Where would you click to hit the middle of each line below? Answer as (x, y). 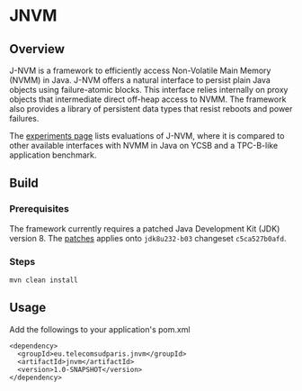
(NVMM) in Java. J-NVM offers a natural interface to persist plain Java (140, 80)
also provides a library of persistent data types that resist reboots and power (151, 109)
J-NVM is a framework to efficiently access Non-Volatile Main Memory (140, 70)
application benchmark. (53, 155)
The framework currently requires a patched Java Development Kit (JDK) (145, 228)
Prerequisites (39, 209)
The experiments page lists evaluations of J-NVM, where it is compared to (147, 136)
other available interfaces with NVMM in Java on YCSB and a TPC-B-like (144, 145)
